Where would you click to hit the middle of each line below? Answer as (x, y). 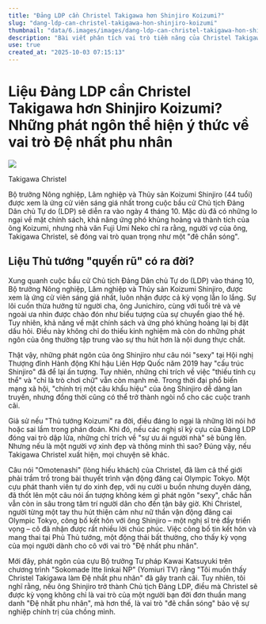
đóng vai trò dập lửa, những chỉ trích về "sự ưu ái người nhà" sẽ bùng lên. (127, 438)
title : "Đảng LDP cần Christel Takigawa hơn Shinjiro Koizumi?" (116, 15)
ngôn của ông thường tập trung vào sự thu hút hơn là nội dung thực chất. (127, 339)
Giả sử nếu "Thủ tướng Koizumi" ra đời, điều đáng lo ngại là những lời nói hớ (132, 420)
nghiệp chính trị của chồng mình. (62, 611)
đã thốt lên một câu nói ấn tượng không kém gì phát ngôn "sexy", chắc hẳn (130, 495)
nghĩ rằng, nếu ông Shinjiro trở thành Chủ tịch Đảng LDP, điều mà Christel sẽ (133, 586)
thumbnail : (26, 30)
